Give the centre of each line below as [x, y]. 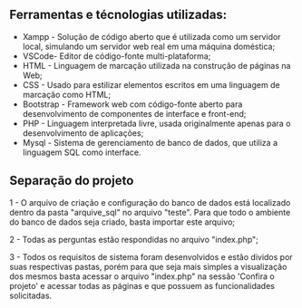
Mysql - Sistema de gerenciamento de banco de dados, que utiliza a [150, 142]
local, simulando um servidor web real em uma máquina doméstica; [149, 46]
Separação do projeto [72, 181]
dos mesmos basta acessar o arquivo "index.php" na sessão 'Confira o [142, 276]
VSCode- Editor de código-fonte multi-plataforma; [117, 56]
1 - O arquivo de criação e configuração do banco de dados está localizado [150, 202]
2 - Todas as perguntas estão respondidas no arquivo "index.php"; [134, 239]
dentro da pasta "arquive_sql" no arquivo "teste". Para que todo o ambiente [150, 212]
